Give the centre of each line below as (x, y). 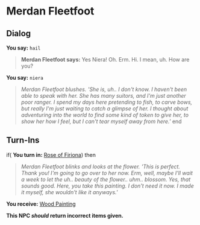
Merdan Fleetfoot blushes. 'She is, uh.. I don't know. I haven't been (104, 89)
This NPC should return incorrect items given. (65, 215)
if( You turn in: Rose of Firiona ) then (51, 154)
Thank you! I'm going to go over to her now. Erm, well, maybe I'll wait (107, 173)
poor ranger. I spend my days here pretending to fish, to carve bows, (107, 102)
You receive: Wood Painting (41, 204)
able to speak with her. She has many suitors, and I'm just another (104, 96)
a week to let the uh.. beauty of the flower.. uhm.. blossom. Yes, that (106, 179)
